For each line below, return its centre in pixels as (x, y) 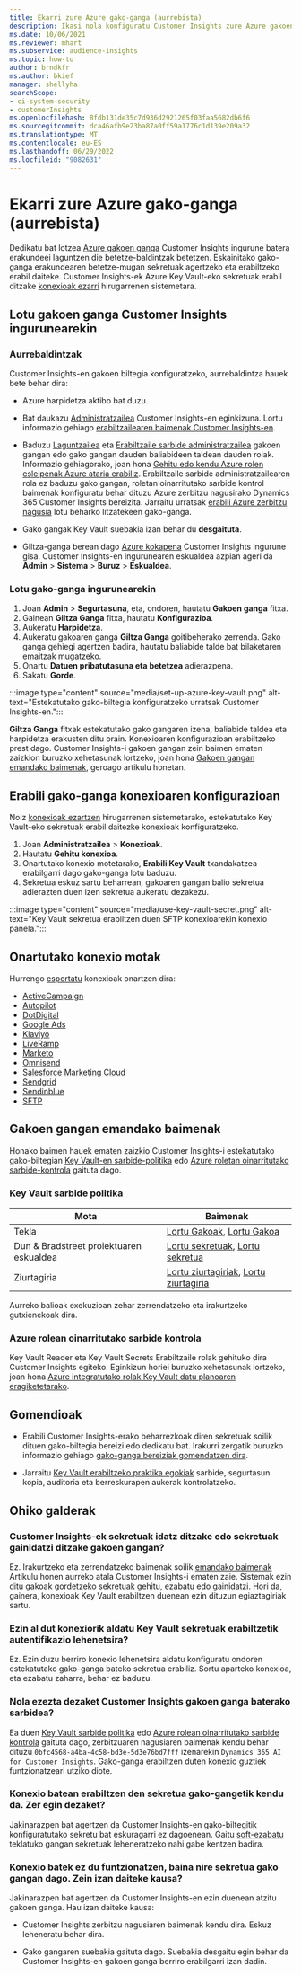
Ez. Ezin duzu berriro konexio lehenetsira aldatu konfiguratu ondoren (136, 1660)
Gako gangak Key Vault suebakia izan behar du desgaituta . (132, 529)
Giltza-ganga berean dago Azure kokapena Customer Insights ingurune (154, 547)
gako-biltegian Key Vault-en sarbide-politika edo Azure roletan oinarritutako (149, 1160)
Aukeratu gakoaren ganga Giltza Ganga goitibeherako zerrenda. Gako (151, 637)
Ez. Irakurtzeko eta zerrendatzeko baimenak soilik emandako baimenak (141, 1567)
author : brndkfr (39, 68)
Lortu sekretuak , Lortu (213, 1246)
